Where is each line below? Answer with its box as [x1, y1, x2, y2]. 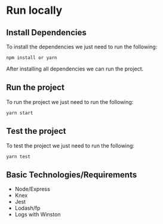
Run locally [6, 4, 63, 17]
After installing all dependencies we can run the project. [6, 65, 144, 72]
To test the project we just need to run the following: [6, 142, 135, 149]
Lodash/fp [14, 204, 41, 212]
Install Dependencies [6, 27, 87, 38]
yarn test [6, 154, 31, 159]
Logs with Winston [14, 211, 61, 218]
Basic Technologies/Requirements [6, 170, 137, 180]
